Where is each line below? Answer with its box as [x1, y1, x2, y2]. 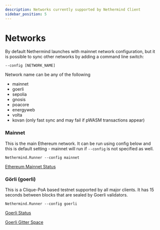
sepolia [12, 91, 27, 97]
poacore [12, 102, 29, 107]
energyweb [12, 107, 35, 113]
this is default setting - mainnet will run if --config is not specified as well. [5, 145, 154, 151]
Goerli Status [5, 210, 31, 216]
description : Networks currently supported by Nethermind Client [5, 7, 140, 12]
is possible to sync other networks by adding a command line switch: [5, 54, 144, 60]
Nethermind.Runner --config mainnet [5, 155, 80, 160]
